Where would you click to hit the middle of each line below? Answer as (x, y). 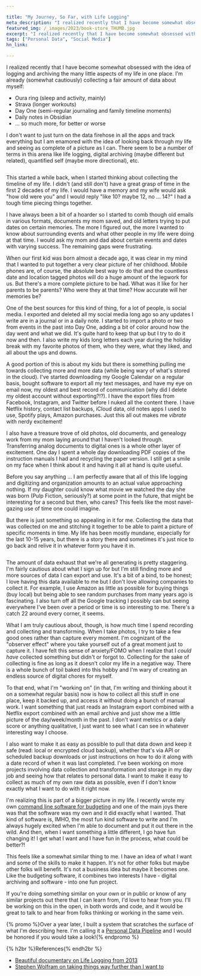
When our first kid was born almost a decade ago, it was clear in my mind (97, 258)
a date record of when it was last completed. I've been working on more (95, 763)
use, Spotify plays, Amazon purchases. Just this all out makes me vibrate (96, 415)
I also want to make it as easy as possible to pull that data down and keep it (99, 744)
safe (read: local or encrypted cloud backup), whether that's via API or (93, 750)
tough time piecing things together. (49, 203)
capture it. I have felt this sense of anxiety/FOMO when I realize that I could (99, 651)
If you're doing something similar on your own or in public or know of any (96, 894)
